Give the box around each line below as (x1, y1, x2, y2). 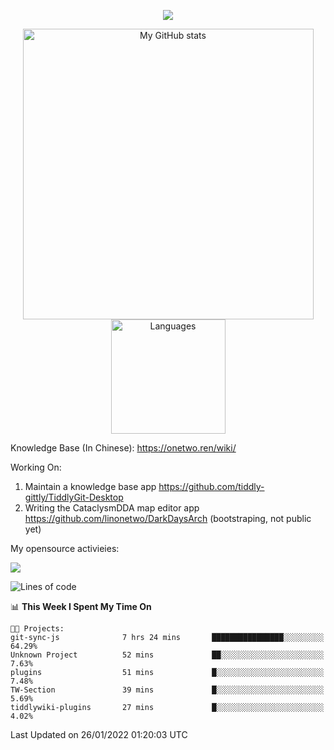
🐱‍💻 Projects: (10, 624, 65, 634)
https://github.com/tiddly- (158, 481, 265, 492)
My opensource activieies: (10, 543, 120, 554)
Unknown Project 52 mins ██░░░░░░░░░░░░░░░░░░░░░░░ (10, 650, 325, 660)
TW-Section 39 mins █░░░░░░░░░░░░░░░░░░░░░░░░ (10, 685, 325, 695)
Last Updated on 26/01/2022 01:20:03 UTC (10, 729, 188, 740)
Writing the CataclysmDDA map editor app (24, 502, 200, 514)
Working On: (10, 461, 62, 473)
